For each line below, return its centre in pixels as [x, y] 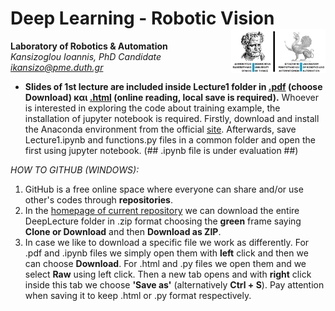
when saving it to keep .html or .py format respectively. [138, 295]
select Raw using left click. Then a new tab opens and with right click [168, 274]
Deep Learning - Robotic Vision [142, 18]
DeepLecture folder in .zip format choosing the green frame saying [163, 221]
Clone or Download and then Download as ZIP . [123, 231]
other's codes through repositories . [98, 199]
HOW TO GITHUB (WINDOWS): [75, 169]
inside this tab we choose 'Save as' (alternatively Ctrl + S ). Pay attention [174, 284]
